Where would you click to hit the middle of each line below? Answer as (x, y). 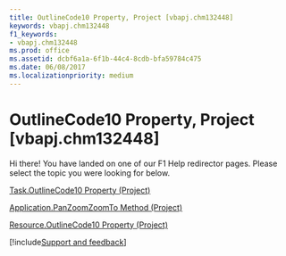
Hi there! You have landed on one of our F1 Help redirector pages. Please (143, 163)
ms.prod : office (39, 51)
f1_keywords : (34, 34)
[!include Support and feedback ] (68, 242)
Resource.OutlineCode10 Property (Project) (88, 225)
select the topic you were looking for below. (90, 173)
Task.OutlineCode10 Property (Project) (80, 190)
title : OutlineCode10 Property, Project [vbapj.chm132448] (122, 17)
